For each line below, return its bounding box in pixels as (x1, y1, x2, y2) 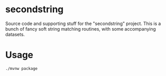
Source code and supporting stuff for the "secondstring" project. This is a (5, 20, 161, 27)
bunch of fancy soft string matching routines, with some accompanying (5, 26, 156, 32)
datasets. (5, 31, 25, 37)
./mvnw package (5, 66, 38, 71)
